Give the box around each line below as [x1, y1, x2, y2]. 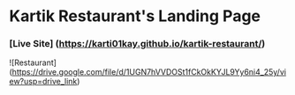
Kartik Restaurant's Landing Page [9, 6, 261, 26]
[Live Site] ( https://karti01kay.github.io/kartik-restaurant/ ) [9, 38, 266, 50]
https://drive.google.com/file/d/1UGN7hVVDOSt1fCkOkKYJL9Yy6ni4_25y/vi [11, 67, 287, 77]
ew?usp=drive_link [9, 77, 78, 87]
